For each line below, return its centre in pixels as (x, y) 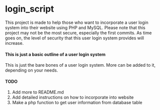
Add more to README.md (38, 92)
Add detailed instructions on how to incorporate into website (73, 97)
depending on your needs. (32, 70)
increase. (14, 43)
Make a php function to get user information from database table (77, 103)
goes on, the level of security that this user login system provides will (75, 38)
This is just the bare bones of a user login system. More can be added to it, (80, 65)
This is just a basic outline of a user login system (55, 54)
